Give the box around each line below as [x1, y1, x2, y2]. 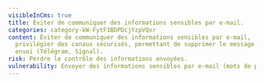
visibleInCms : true [8, 11, 72, 20]
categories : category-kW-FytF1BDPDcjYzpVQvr [8, 26, 156, 34]
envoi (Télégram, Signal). [15, 48, 104, 55]
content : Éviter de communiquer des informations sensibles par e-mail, [8, 33, 251, 41]
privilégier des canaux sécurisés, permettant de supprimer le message [15, 41, 255, 48]
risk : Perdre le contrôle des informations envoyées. [8, 55, 189, 63]
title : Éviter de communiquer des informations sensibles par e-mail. [8, 19, 244, 27]
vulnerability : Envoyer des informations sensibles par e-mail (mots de [8, 62, 251, 70]
